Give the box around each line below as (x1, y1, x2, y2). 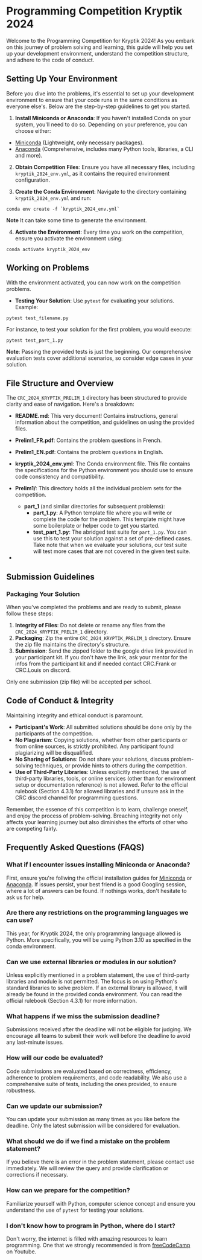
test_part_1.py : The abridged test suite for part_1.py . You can (33, 528, 187, 536)
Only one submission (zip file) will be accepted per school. (6, 678, 152, 686)
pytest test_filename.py (6, 315, 69, 321)
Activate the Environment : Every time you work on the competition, (14, 228, 184, 235)
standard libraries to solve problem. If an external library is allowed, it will (6, 984, 188, 991)
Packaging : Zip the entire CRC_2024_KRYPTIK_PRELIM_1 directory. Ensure (14, 635, 191, 642)
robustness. (6, 1087, 36, 1094)
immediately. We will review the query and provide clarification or (6, 1165, 169, 1172)
